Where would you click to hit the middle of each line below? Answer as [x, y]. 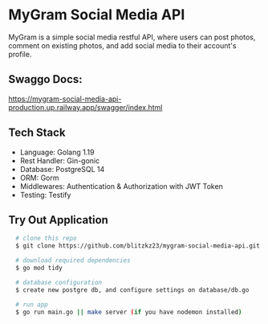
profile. [20, 54]
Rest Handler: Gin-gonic [60, 160]
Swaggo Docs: [45, 79]
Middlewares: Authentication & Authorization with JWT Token [121, 186]
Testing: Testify [45, 195]
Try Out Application [58, 220]
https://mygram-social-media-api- [65, 99]
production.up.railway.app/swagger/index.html [85, 107]
